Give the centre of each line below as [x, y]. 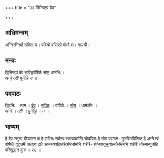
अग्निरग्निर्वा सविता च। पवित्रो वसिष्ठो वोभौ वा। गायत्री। [48, 45]
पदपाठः [13, 94]
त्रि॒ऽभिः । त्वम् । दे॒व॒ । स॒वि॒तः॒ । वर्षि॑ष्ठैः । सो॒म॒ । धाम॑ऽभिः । [51, 105]
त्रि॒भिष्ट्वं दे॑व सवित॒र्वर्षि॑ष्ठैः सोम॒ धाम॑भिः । [35, 72]
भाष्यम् [12, 127]
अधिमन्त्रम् [16, 33]
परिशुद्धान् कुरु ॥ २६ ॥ [23, 150]
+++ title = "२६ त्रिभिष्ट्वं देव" [31, 8]
